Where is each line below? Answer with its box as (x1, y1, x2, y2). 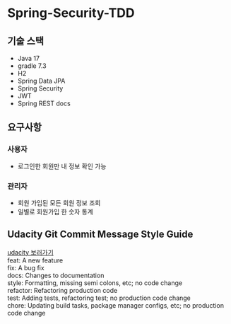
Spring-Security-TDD (7, 5, 136, 21)
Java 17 (17, 54, 40, 62)
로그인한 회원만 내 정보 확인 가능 (17, 161, 107, 170)
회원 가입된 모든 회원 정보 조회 (17, 198, 101, 207)
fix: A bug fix (7, 263, 45, 272)
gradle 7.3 (17, 62, 47, 70)
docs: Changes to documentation (7, 271, 105, 279)
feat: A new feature (7, 256, 64, 265)
